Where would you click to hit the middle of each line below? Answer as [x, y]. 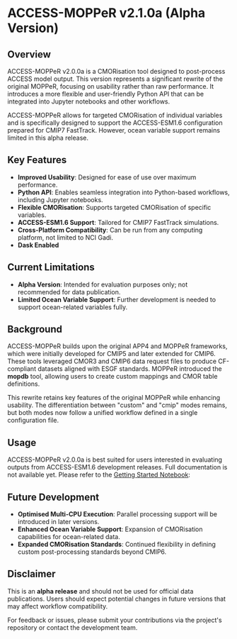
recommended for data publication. [69, 291]
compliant [22, 369]
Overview [29, 54]
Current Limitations [51, 267]
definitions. [24, 384]
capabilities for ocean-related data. [69, 537]
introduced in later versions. [58, 522]
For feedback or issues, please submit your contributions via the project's [115, 620]
